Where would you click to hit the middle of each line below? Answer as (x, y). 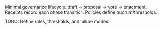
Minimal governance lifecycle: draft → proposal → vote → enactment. (76, 7)
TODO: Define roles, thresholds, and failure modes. (57, 22)
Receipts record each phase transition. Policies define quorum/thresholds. (81, 12)
